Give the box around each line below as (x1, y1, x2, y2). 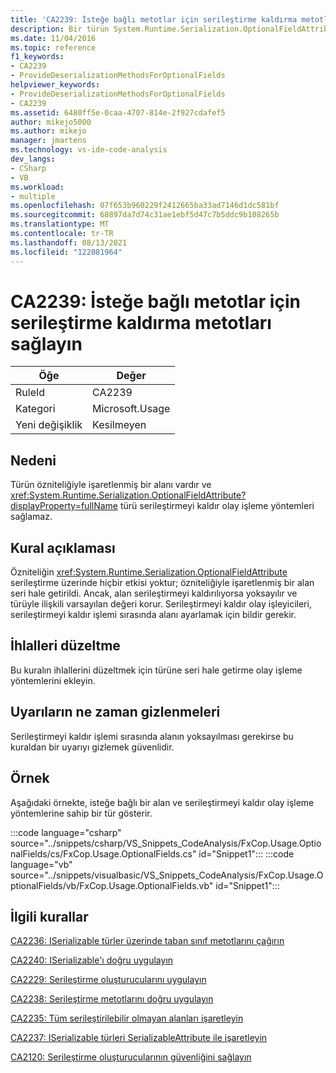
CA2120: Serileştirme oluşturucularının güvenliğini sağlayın (10, 1051, 252, 1063)
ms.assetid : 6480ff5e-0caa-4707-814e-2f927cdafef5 (10, 107, 226, 118)
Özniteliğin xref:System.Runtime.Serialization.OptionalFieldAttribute (10, 566, 288, 578)
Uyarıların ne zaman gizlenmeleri (10, 704, 221, 721)
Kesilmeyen (92, 418, 147, 432)
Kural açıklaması (10, 539, 116, 556)
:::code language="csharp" (10, 826, 122, 838)
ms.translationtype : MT (10, 219, 110, 230)
